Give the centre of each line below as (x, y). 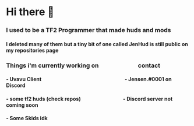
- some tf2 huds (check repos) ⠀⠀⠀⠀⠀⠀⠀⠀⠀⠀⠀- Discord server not (89, 99)
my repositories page (32, 50)
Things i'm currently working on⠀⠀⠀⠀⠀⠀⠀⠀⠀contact (83, 65)
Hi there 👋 (30, 12)
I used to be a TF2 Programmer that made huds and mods (89, 30)
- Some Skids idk (27, 118)
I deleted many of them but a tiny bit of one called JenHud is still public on (97, 44)
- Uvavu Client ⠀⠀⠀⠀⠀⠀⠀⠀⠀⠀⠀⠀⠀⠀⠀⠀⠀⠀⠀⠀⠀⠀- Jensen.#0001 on (89, 79)
